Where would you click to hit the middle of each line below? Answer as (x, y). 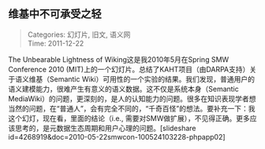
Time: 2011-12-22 (56, 43)
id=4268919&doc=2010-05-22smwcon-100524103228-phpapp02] (117, 136)
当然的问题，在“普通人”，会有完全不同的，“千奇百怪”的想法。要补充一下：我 (132, 108)
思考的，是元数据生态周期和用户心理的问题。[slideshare (105, 128)
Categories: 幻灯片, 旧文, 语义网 (79, 35)
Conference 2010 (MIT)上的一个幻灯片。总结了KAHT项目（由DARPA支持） (129, 69)
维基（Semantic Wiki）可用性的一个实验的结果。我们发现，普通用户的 (142, 79)
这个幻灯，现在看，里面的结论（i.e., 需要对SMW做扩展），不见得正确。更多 (129, 118)
